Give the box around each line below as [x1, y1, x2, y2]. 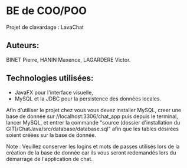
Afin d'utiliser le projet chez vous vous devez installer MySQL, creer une [6, 106, 182, 113]
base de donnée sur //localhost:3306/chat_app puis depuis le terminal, [6, 113, 178, 120]
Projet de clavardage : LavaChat [6, 23, 84, 31]
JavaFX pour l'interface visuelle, [14, 89, 93, 96]
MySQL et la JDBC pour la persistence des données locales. [14, 95, 161, 102]
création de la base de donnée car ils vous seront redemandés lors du [6, 149, 176, 156]
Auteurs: [6, 41, 40, 51]
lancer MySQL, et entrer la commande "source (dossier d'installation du [6, 119, 181, 126]
